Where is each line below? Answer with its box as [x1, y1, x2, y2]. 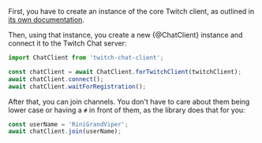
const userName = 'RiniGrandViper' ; [8, 120, 129, 128]
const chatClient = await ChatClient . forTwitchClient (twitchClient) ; [8, 68, 242, 75]
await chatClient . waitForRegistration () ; [8, 82, 147, 90]
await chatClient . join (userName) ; [8, 127, 122, 136]
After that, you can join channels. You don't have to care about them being [8, 97, 250, 106]
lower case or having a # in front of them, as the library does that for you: [8, 105, 246, 115]
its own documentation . [8, 15, 85, 24]
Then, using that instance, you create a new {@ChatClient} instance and [8, 31, 243, 39]
